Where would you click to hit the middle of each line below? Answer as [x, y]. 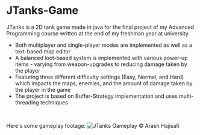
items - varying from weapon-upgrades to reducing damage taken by [101, 64]
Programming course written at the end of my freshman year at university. [98, 33]
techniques [54, 102]
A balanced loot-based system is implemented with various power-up [101, 58]
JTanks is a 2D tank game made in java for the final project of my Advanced [100, 27]
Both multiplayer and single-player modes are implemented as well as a [104, 45]
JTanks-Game [42, 10]
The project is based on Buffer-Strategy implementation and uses [96, 96]
